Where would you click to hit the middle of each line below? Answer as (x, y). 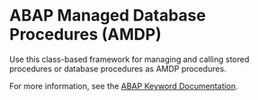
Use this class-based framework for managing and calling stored (129, 59)
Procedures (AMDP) (85, 34)
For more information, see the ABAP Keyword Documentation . (124, 86)
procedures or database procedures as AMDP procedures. (118, 69)
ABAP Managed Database (108, 16)
